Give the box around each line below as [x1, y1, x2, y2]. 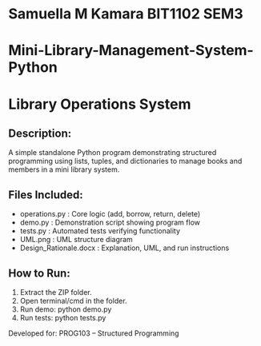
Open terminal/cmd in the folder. [19, 296, 127, 305]
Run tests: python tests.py [19, 313, 106, 322]
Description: [8, 126, 72, 140]
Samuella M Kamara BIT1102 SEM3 [8, 5, 244, 23]
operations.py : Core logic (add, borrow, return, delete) [19, 209, 201, 219]
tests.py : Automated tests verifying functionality [19, 226, 181, 236]
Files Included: [8, 188, 84, 201]
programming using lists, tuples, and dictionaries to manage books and [8, 157, 243, 166]
